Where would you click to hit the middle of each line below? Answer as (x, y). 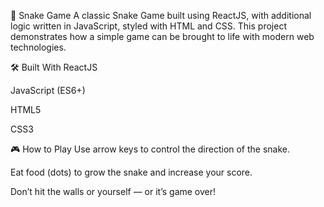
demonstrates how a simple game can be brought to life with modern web (162, 36)
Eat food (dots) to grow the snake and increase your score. (131, 172)
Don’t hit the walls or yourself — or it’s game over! (113, 191)
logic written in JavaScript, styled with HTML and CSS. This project (148, 26)
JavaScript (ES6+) (48, 90)
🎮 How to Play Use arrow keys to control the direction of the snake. (150, 149)
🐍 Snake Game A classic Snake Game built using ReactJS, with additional (161, 15)
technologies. (38, 47)
